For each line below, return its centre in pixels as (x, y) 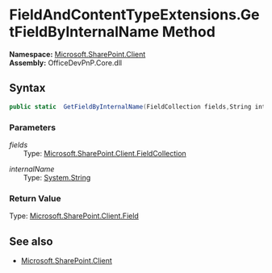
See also (31, 241)
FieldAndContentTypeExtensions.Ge (134, 15)
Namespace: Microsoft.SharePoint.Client (77, 54)
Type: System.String (57, 177)
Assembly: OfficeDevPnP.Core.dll (66, 63)
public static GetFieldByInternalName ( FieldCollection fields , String (130, 106)
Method (189, 32)
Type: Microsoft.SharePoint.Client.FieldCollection (105, 153)
